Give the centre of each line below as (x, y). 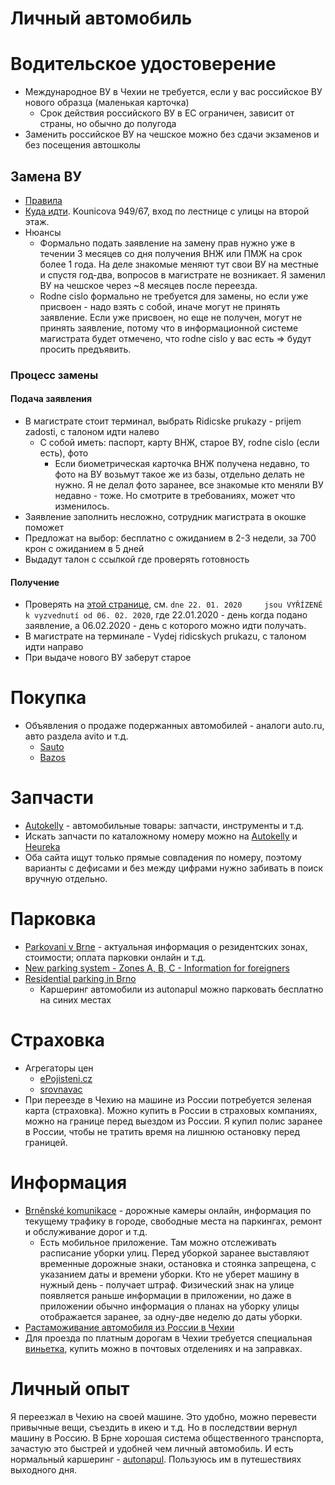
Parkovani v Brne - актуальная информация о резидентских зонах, (166, 947)
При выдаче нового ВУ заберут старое (108, 658)
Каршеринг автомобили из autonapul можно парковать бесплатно (181, 989)
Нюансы (43, 232)
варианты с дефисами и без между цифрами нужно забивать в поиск (174, 868)
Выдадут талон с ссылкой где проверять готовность (137, 559)
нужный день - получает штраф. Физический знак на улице (167, 1284)
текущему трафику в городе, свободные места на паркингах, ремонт (173, 1221)
